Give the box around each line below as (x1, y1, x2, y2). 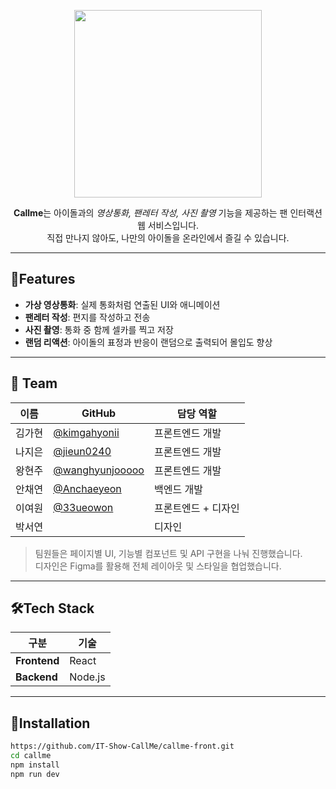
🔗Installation (10, 715, 91, 732)
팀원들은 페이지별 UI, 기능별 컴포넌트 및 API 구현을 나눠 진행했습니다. (34, 547, 303, 559)
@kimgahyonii (53, 425, 120, 439)
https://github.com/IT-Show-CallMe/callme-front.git (10, 741, 235, 752)
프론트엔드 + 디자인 (153, 501, 240, 515)
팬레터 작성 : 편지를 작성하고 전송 (24, 311, 151, 323)
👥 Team (10, 375, 58, 392)
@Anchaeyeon (53, 481, 122, 495)
